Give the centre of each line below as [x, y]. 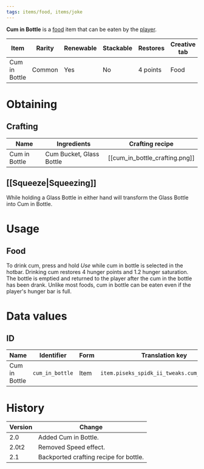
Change [91, 427]
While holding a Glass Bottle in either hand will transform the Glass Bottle [97, 197]
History [25, 408]
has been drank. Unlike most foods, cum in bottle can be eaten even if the [99, 285]
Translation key [164, 355]
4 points [150, 69]
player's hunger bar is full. [39, 292]
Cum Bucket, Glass [72, 154]
